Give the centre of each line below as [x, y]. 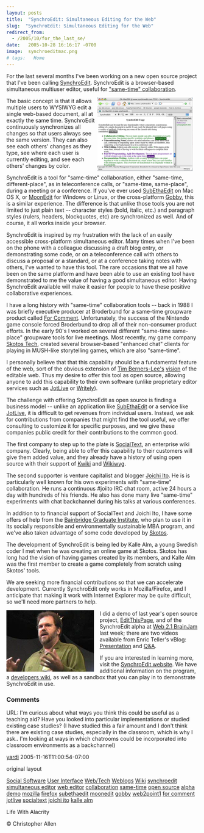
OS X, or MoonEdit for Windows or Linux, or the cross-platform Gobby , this [100, 197]
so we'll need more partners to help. [52, 602]
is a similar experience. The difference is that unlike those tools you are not [100, 203]
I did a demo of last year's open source [149, 613]
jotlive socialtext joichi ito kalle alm [50, 800]
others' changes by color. [38, 165]
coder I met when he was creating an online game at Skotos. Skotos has [97, 551]
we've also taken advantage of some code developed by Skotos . [87, 532]
